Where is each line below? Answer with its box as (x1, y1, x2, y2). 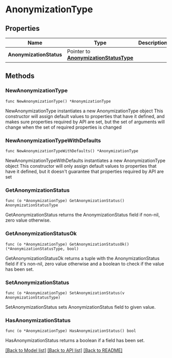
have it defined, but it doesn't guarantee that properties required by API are (5, 168, 164, 174)
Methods (5, 72, 35, 81)
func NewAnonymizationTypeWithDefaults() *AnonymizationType (5, 148, 139, 153)
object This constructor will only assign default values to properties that (5, 163, 157, 169)
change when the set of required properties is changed (5, 124, 122, 130)
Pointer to (67, 48, 91, 55)
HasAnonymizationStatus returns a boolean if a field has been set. (5, 337, 145, 344)
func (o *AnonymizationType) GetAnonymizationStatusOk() (5, 242, 130, 247)
